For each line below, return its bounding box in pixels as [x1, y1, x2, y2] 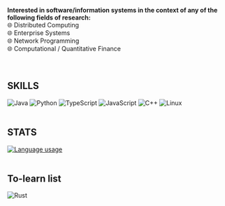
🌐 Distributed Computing [7, 21, 79, 29]
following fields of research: [7, 13, 91, 22]
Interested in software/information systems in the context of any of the [7, 6, 218, 14]
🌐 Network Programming [7, 36, 80, 45]
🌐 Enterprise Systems [7, 29, 71, 37]
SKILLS [7, 80, 40, 92]
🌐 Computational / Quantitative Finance [7, 45, 121, 53]
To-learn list [7, 173, 61, 185]
